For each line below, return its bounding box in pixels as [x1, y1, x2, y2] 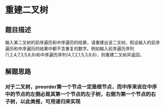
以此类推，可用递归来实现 [20, 98, 81, 105]
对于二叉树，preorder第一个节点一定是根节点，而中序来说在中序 [5, 83, 157, 90]
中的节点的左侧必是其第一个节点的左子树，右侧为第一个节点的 [5, 91, 151, 98]
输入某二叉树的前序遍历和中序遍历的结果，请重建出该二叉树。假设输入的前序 [5, 40, 160, 45]
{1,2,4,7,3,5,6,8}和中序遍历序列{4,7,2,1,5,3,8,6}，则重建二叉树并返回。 [5, 52, 144, 57]
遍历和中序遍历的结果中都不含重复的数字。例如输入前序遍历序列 [5, 46, 134, 52]
